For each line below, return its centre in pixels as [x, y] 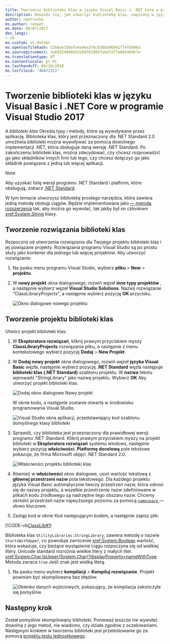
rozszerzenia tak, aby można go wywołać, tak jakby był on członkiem [77, 208]
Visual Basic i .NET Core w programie [84, 107]
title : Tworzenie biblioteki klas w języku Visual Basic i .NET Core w [82, 10]
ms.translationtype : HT [30, 57]
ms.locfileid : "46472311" [32, 71]
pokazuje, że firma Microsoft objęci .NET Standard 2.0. [69, 454]
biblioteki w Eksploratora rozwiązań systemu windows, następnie [81, 443]
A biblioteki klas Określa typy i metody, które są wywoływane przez [75, 131]
